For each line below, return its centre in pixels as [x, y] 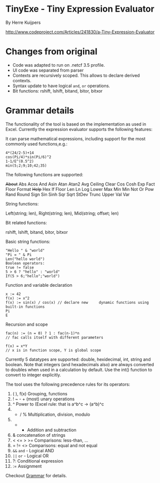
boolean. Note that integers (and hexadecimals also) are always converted [80, 364]
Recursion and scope [27, 324]
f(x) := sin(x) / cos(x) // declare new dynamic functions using [77, 302]
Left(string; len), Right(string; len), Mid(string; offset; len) [62, 213]
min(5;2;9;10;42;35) [26, 166]
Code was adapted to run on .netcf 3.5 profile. [59, 65]
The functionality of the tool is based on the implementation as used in [76, 124]
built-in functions [25, 307]
